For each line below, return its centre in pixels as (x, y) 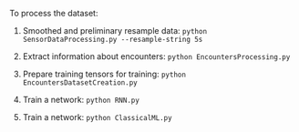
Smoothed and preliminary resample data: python (115, 30)
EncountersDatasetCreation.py (80, 83)
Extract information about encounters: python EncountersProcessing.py (156, 56)
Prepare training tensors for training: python (104, 74)
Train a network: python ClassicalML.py (97, 117)
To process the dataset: (54, 13)
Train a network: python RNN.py (81, 100)
